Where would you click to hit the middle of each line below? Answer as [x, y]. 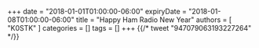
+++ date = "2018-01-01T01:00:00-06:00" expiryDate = [97, 11]
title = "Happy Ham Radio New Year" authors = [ [154, 20]
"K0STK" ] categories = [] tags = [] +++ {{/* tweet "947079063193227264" [129, 28]
